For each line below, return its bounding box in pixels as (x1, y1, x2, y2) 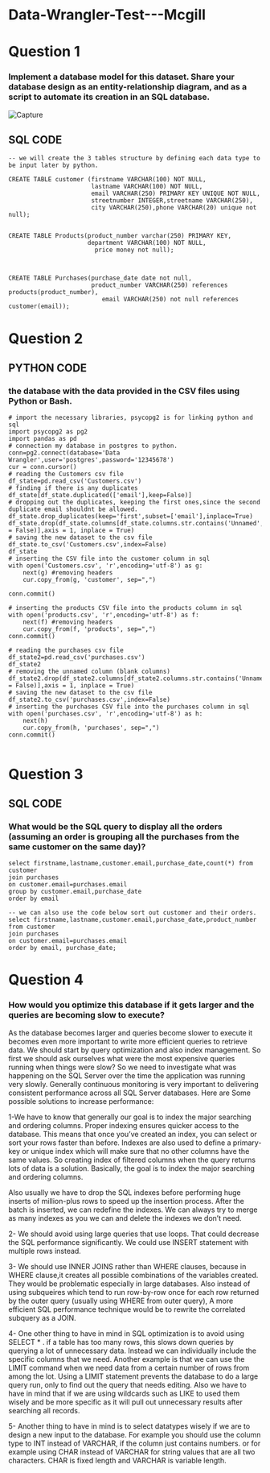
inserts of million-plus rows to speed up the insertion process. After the (8, 1196, 245, 1205)
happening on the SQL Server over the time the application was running (8, 1070, 246, 1081)
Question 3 (8, 765, 84, 783)
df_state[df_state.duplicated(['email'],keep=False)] (8, 492, 193, 500)
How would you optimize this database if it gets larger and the (8, 999, 255, 1010)
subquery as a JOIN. (8, 1313, 76, 1322)
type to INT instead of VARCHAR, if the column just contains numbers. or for (8, 1438, 261, 1448)
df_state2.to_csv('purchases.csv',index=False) (8, 695, 171, 704)
